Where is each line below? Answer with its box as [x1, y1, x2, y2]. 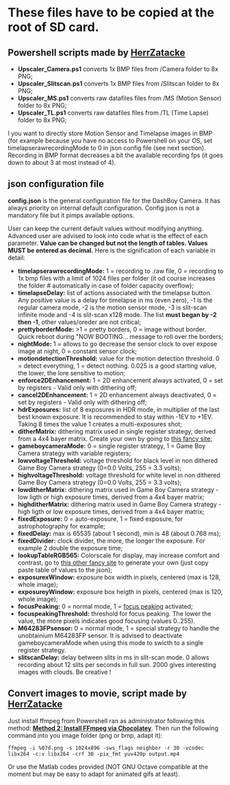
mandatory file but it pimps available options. [8, 211, 135, 219]
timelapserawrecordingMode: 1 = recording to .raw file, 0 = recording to [17, 266, 224, 275]
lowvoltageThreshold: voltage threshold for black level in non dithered [17, 456, 218, 465]
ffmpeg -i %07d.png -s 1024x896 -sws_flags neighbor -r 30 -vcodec [8, 745, 205, 751]
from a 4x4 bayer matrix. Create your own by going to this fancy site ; [17, 434, 213, 443]
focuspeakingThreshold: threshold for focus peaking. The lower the [17, 609, 212, 618]
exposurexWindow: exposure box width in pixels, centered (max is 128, [17, 573, 221, 581]
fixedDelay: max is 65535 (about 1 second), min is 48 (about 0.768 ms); [17, 529, 221, 537]
